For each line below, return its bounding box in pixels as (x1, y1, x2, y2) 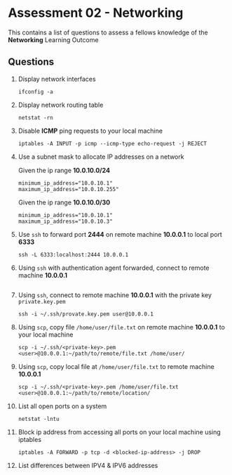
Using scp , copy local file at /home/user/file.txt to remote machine (18, 362, 214, 370)
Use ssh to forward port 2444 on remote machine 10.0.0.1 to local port (18, 230, 223, 238)
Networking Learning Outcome (8, 35, 99, 44)
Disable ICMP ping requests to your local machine (18, 126, 163, 135)
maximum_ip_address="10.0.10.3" (18, 218, 113, 225)
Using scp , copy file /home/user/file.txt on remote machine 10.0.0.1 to (18, 323, 225, 331)
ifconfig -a (18, 88, 53, 96)
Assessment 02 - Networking (8, 5, 184, 21)
